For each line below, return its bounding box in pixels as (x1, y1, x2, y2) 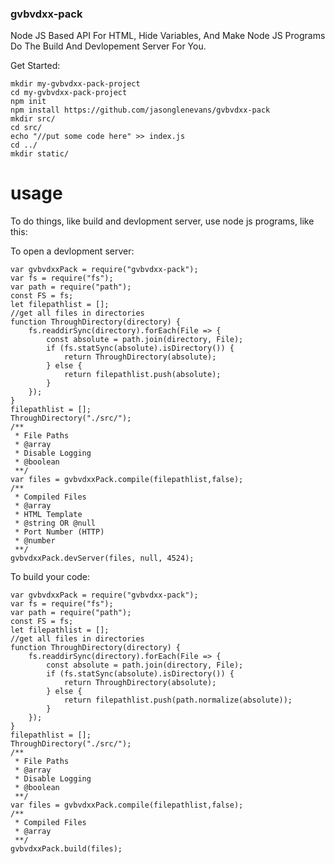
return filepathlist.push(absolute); (63, 370, 222, 380)
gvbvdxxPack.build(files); (10, 844, 123, 854)
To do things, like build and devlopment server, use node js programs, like (10, 215, 315, 227)
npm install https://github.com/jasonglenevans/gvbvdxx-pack (10, 105, 271, 116)
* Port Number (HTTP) (14, 527, 105, 537)
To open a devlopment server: (10, 245, 135, 257)
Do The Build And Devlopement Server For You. (10, 40, 207, 52)
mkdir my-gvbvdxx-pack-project (10, 79, 141, 89)
